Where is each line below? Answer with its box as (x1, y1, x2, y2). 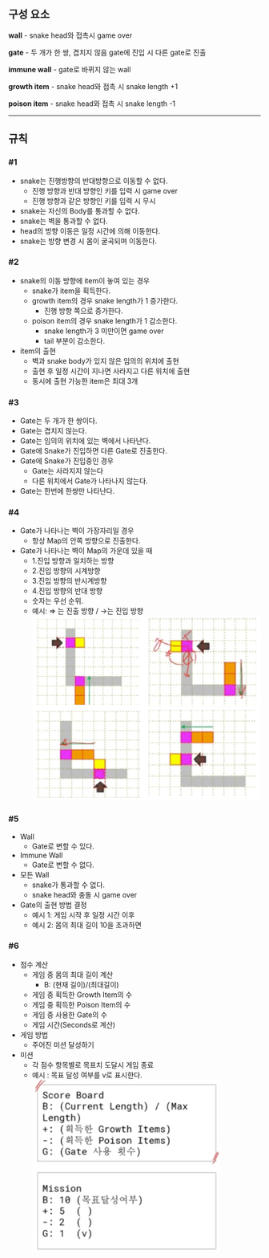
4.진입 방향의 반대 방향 (31, 586, 102, 596)
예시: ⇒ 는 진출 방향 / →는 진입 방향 (31, 606, 144, 616)
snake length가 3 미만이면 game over (43, 326, 164, 336)
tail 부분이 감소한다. (43, 336, 106, 345)
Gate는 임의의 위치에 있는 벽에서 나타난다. (19, 436, 151, 446)
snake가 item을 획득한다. (31, 286, 111, 295)
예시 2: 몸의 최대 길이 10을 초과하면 (31, 920, 142, 930)
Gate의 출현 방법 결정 (19, 900, 87, 910)
